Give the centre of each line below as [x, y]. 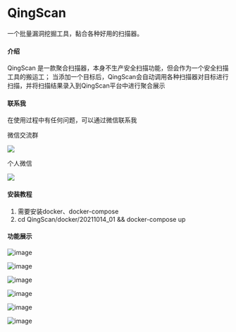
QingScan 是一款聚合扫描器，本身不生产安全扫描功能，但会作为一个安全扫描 [118, 68]
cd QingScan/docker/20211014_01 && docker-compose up [101, 219]
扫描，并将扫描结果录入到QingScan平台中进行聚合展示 [86, 85]
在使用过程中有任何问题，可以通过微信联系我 [72, 120]
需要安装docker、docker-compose [68, 211]
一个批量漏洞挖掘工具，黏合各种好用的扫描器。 [75, 33]
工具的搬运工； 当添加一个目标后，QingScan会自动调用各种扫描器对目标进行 [118, 77]
